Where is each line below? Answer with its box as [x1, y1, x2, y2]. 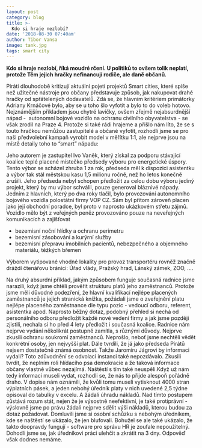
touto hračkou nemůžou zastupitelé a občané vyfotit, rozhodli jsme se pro [6, 127, 189, 134]
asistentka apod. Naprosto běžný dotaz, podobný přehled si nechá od [6, 308, 179, 315]
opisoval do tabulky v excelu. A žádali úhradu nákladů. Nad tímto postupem [6, 391, 193, 398]
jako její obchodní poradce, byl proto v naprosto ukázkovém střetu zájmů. [6, 203, 188, 210]
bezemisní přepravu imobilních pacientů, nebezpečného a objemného [14, 240, 188, 247]
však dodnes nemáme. [6, 435, 63, 443]
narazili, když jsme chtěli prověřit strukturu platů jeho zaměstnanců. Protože [6, 282, 194, 289]
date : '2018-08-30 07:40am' [6, 31, 77, 37]
